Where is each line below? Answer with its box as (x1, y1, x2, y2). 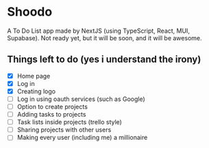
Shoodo (7, 4, 53, 20)
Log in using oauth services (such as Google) (16, 95, 145, 103)
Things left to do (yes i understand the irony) (7, 54, 201, 65)
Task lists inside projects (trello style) (16, 118, 122, 126)
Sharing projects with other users (16, 125, 112, 134)
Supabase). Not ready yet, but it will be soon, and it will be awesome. (7, 33, 202, 42)
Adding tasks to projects (16, 110, 86, 119)
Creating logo (16, 87, 56, 95)
